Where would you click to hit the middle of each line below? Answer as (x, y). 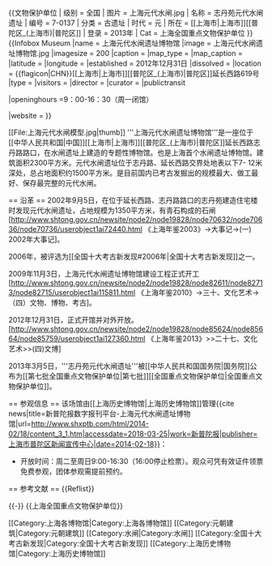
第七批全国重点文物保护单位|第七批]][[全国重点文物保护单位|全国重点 (142, 376)
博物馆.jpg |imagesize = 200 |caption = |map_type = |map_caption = (129, 53)
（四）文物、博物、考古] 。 (53, 302)
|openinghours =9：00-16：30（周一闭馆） (81, 99)
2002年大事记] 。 (36, 239)
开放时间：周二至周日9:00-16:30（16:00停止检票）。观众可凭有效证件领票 (142, 461)
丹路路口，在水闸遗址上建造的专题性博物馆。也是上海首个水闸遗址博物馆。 (132, 152)
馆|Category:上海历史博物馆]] (57, 553)
